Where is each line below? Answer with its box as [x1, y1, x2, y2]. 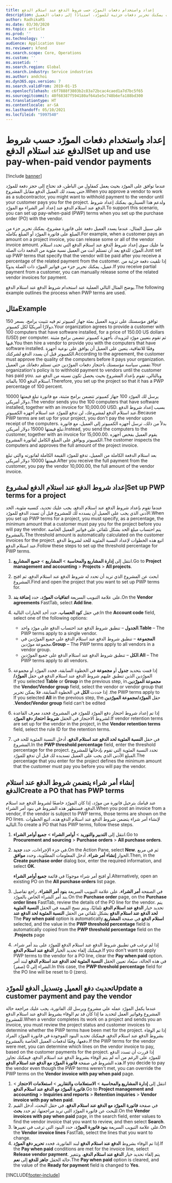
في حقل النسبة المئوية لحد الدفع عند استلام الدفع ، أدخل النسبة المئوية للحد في [13, 736, 160, 742]
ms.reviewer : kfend [6, 46, 47, 51]
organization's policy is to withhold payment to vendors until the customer [6, 367, 162, 373]
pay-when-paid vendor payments [6, 156, 152, 168]
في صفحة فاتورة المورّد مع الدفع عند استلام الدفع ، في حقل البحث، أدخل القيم [13, 1102, 158, 1108]
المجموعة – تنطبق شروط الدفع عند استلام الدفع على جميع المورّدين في [20, 636, 155, 642]
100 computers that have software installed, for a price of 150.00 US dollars [6, 328, 165, 335]
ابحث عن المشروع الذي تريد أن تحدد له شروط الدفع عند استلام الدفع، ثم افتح [13, 574, 159, 580]
